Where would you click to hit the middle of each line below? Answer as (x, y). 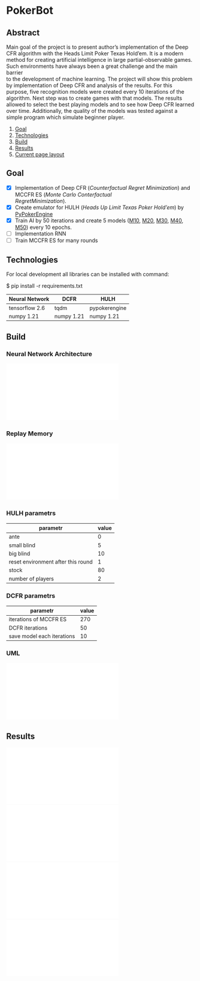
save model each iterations (42, 636)
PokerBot (30, 11)
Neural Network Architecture (49, 354)
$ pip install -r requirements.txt (44, 285)
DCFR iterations (28, 628)
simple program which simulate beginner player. (65, 117)
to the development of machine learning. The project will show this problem (99, 79)
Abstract (23, 33)
